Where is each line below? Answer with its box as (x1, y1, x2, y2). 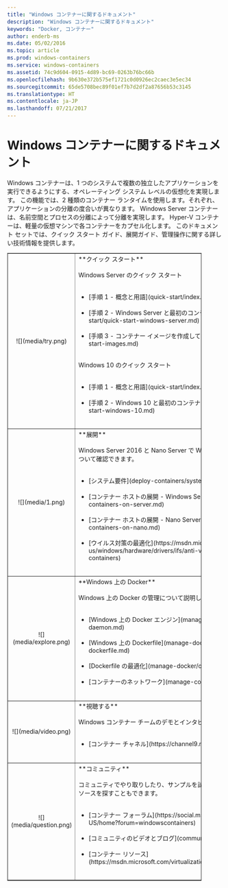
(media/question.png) (11, 821, 73, 829)
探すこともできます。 (101, 789, 162, 797)
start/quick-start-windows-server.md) (88, 316, 200, 324)
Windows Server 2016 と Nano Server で (78, 446, 194, 454)
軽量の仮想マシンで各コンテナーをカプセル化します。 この (25, 221, 188, 230)
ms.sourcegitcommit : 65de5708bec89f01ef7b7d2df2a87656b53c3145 (7, 83, 192, 91)
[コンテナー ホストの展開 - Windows (88, 492, 192, 501)
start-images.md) (88, 339, 139, 348)
